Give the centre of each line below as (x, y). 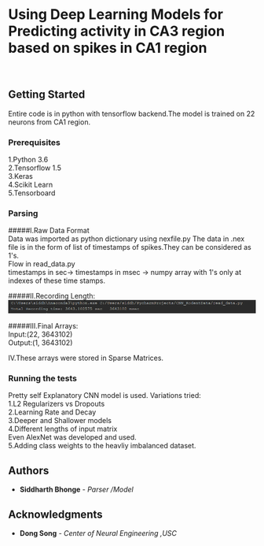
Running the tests (42, 378)
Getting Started (47, 95)
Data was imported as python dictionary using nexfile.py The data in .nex (126, 239)
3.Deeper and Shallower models (60, 421)
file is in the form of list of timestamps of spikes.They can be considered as (130, 247)
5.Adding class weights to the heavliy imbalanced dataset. (102, 446)
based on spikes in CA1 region (108, 48)
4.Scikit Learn (31, 185)
